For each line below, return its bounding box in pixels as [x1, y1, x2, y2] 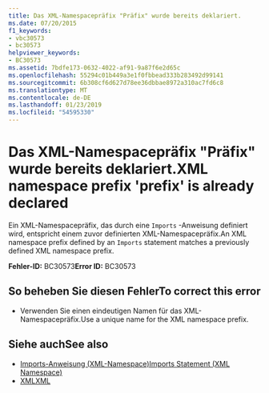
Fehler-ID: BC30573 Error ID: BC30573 [8, 261, 136, 271]
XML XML [19, 375, 51, 385]
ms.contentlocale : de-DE [8, 94, 91, 102]
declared [8, 194, 69, 212]
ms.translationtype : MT [8, 86, 88, 94]
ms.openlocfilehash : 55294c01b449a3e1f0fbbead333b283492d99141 [8, 71, 224, 79]
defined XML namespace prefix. [8, 246, 114, 255]
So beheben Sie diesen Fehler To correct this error [8, 285, 261, 299]
